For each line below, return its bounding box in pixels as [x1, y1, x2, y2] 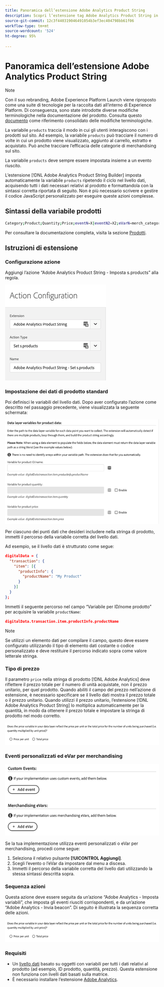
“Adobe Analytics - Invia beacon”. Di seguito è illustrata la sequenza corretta [5, 905, 159, 911]
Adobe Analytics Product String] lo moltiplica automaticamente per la [5, 702, 144, 708]
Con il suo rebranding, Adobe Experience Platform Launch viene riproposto [5, 97, 156, 102]
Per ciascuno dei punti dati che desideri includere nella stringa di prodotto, [5, 528, 155, 534]
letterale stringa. [5, 653, 38, 659]
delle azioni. [5, 910, 29, 916]
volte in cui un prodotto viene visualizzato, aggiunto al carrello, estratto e [5, 137, 152, 143]
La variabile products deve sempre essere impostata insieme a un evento [5, 157, 152, 163]
